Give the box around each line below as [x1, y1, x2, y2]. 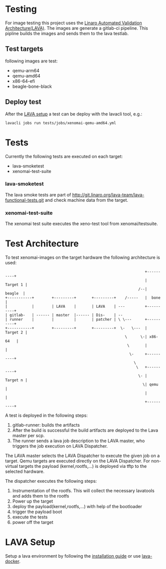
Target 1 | [5, 283, 28, 287]
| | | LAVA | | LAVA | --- [5, 304, 125, 309]
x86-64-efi [12, 78, 36, 84]
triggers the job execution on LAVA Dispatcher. [12, 443, 108, 449]
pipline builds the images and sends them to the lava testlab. [5, 30, 129, 36]
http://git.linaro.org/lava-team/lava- [72, 192, 145, 198]
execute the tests [12, 514, 48, 520]
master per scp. [12, 433, 45, 439]
